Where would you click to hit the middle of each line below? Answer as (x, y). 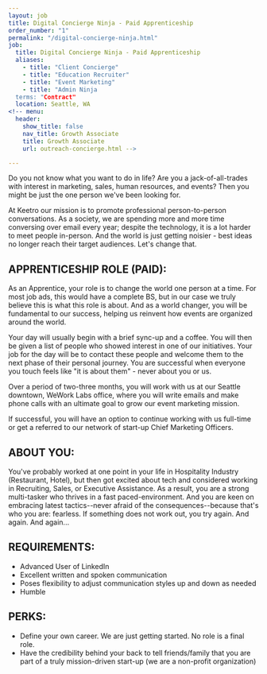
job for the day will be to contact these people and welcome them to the (126, 354)
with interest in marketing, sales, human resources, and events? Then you (129, 187)
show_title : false (53, 126)
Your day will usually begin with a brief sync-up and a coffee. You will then (130, 338)
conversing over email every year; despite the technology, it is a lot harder (130, 227)
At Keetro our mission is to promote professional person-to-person (117, 211)
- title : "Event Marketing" (69, 82)
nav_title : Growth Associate (71, 134)
